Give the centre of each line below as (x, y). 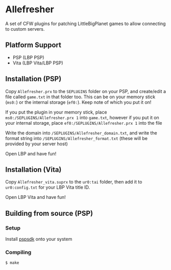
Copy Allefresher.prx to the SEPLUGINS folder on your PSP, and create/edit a (86, 91)
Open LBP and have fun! (31, 153)
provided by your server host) (36, 144)
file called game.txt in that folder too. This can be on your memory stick (80, 97)
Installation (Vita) (33, 170)
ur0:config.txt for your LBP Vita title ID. (48, 187)
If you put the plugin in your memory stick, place (56, 112)
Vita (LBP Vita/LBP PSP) (38, 63)
